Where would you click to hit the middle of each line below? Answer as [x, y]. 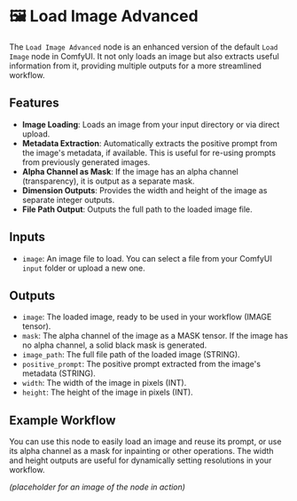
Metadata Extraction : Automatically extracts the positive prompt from [149, 143]
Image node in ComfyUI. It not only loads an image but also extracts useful [144, 56]
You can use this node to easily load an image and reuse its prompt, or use [145, 442]
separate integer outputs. [68, 200]
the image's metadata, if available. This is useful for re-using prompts [149, 153]
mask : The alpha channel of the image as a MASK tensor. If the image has [155, 336]
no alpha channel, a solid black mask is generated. [114, 345]
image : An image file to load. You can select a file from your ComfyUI [147, 258]
